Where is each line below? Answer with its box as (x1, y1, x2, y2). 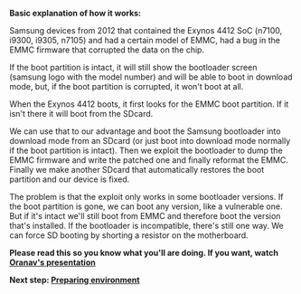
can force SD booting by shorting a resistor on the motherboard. (9, 230, 249, 241)
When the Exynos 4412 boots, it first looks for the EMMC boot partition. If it (9, 99, 289, 109)
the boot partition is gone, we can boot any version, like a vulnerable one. (9, 201, 283, 212)
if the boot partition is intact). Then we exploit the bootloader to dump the (9, 145, 283, 156)
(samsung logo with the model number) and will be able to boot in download (9, 71, 293, 82)
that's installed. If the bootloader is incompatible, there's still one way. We (9, 221, 285, 231)
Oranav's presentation (9, 257, 97, 268)
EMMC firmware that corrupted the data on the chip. (9, 44, 205, 55)
